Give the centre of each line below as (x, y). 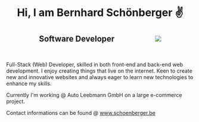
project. (16, 101)
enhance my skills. (29, 83)
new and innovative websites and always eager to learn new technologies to (100, 77)
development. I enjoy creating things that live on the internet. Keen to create (99, 71)
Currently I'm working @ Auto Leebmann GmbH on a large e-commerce (94, 95)
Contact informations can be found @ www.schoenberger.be (81, 113)
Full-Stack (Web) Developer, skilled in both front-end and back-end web (95, 65)
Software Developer (77, 38)
